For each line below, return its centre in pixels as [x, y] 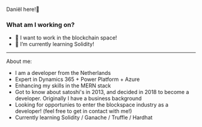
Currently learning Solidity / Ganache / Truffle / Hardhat [84, 117]
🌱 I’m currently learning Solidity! [54, 44]
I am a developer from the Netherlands [63, 73]
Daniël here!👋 [23, 9]
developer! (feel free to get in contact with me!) [73, 111]
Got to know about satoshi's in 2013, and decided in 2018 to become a [102, 92]
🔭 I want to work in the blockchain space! [66, 38]
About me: [19, 61]
